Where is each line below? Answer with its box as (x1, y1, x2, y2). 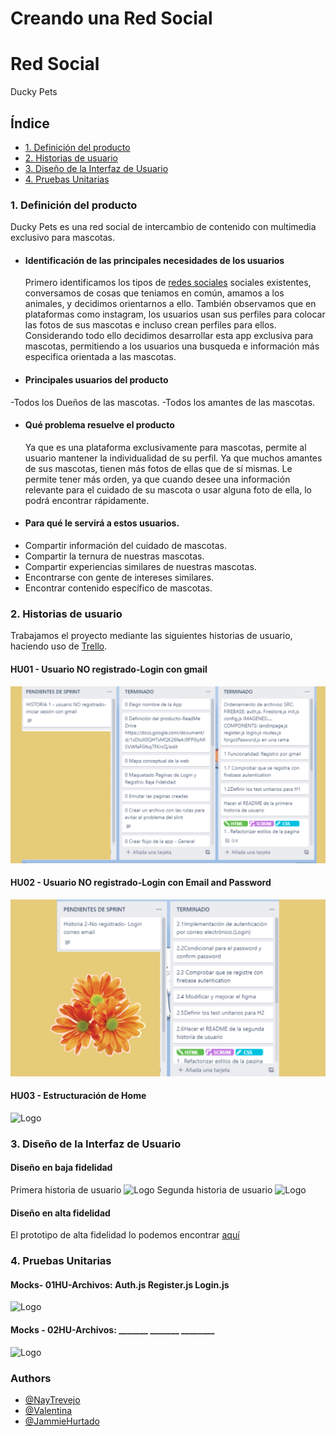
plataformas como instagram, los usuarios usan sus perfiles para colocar (24, 308, 326, 321)
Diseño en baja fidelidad (10, 1162, 113, 1174)
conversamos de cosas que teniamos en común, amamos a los (24, 287, 285, 299)
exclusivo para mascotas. (10, 232, 116, 244)
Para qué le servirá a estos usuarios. (24, 517, 180, 529)
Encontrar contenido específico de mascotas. (24, 582, 213, 594)
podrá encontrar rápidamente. (24, 494, 150, 506)
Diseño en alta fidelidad (10, 1207, 111, 1219)
